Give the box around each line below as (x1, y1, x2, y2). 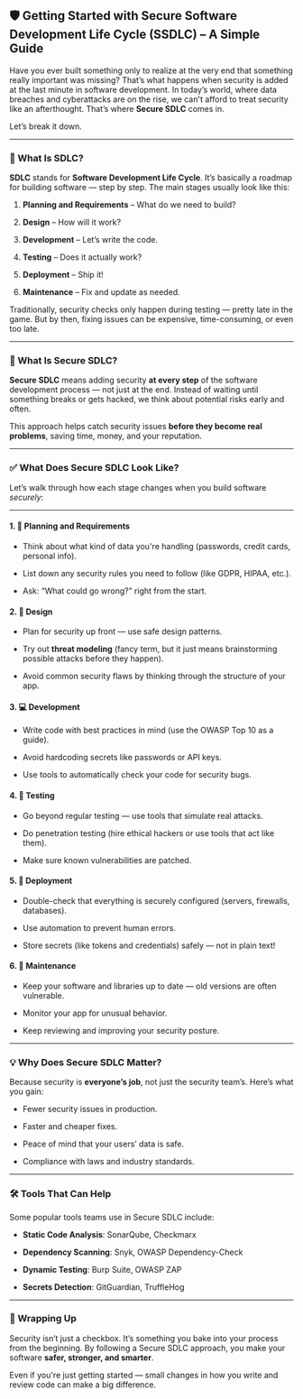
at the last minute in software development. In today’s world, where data (9, 84, 278, 95)
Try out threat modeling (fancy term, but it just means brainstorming (22, 644, 278, 655)
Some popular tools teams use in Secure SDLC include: (9, 1211, 215, 1222)
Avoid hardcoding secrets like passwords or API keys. (22, 752, 223, 763)
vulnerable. (22, 989, 65, 1000)
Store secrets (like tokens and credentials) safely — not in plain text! (22, 940, 276, 951)
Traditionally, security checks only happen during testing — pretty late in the (9, 304, 293, 315)
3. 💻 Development (9, 701, 80, 712)
